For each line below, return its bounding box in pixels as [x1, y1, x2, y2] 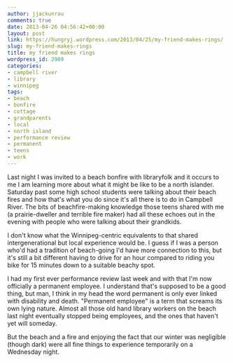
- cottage [7, 108, 36, 115]
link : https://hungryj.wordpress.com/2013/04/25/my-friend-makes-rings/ [7, 36, 224, 43]
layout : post [7, 29, 45, 37]
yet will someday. [7, 319, 57, 327]
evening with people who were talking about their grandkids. [7, 217, 182, 226]
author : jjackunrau [7, 10, 64, 18]
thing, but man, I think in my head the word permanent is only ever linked [7, 289, 218, 298]
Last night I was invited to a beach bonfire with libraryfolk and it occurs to [7, 172, 219, 181]
